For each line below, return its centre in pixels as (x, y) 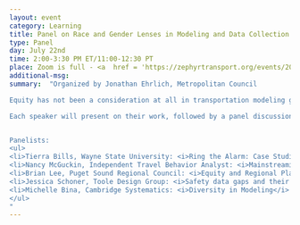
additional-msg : (39, 76)
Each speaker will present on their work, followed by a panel (129, 116)
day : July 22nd (37, 51)
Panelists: (29, 140)
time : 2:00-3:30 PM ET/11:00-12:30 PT (81, 59)
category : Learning (46, 26)
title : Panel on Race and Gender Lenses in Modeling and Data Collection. (151, 34)
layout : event (36, 17)
